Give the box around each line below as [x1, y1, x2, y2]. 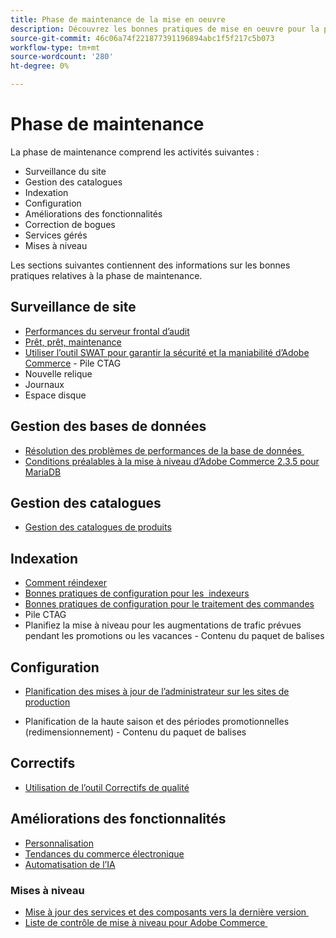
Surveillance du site [24, 165, 107, 177]
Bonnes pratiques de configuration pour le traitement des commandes [24, 598, 315, 610]
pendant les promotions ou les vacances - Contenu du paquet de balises [24, 630, 325, 642]
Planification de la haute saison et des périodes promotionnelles [24, 716, 290, 727]
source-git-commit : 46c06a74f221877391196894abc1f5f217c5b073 [10, 33, 275, 43]
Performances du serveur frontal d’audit [24, 325, 190, 337]
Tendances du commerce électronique [24, 847, 185, 860]
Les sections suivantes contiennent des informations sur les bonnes [10, 259, 291, 271]
